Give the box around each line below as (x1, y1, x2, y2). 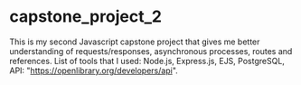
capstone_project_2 (9, 6, 163, 27)
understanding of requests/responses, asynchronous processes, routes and (9, 45, 293, 56)
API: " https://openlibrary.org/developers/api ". (9, 65, 178, 76)
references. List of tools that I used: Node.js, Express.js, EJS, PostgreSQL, (9, 55, 285, 66)
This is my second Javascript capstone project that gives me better (9, 36, 260, 47)
